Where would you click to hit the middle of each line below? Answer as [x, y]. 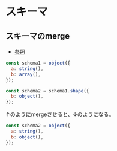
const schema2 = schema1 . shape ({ [47, 91]
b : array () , [26, 74]
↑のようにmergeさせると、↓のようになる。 [60, 114]
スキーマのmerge [38, 36]
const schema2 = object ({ [38, 126]
